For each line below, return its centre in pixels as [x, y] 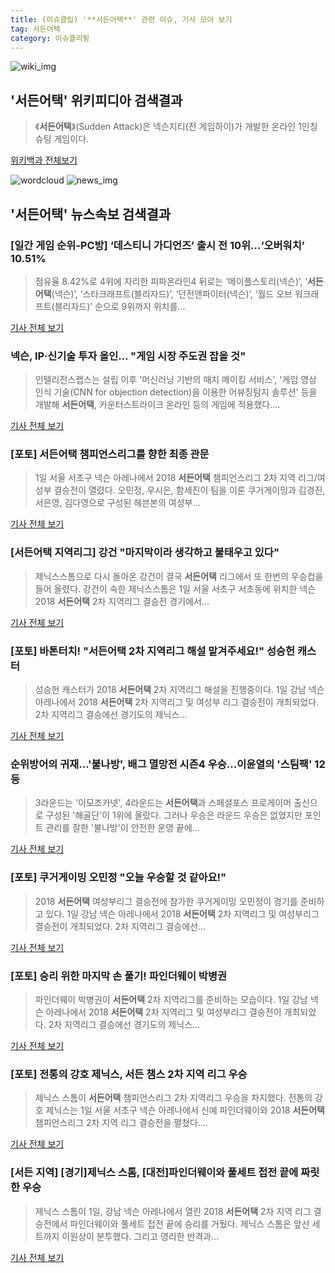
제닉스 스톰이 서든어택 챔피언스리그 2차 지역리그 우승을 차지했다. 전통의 [173, 1098]
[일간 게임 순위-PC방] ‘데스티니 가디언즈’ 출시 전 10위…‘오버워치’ [157, 245]
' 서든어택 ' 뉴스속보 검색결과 [91, 214]
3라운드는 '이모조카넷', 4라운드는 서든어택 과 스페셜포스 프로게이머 [163, 803]
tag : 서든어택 [35, 29]
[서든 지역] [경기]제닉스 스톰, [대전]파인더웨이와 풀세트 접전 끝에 [154, 1173]
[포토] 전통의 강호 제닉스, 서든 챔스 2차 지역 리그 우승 [129, 1074]
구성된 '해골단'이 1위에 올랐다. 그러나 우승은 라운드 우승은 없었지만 [174, 815]
